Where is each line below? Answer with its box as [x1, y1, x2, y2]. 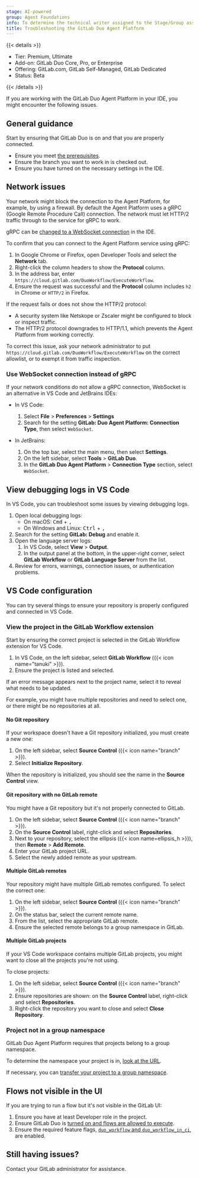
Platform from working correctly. [14, 331, 95, 338]
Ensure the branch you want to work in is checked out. [14, 159, 148, 166]
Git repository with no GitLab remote [6, 791, 98, 798]
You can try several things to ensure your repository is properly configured [6, 601, 188, 609]
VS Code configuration [6, 586, 93, 596]
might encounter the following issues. [6, 102, 98, 109]
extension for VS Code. [6, 643, 63, 650]
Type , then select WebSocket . [23, 425, 94, 432]
